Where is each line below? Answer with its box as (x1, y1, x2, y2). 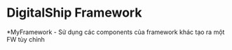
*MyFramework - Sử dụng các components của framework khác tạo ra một (6, 28, 225, 36)
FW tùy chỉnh (6, 35, 45, 43)
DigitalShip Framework (6, 5, 142, 21)
